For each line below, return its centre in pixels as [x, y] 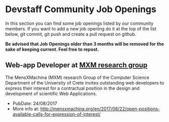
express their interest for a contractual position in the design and [72, 88]
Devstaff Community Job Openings [81, 9]
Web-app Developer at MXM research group [76, 65]
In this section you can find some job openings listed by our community [79, 23]
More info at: [26, 109]
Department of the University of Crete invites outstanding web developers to [85, 83]
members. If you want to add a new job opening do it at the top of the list [81, 28]
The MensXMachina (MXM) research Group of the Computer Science [77, 77]
